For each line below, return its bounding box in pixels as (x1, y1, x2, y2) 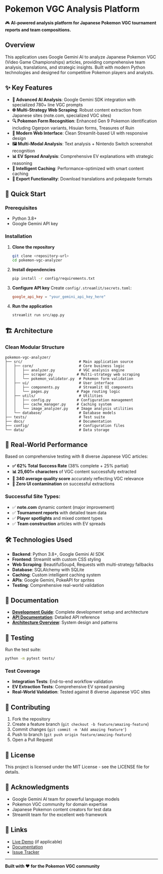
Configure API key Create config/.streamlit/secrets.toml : (12, 285, 132, 291)
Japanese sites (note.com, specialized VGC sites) (12, 112, 112, 118)
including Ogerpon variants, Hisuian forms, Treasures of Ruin (12, 125, 134, 131)
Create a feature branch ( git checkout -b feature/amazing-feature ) (12, 721, 149, 727)
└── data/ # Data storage (5, 427, 110, 432)
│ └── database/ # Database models (5, 410, 116, 415)
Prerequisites (5, 204, 37, 211)
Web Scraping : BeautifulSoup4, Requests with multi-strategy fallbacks (12, 562, 154, 567)
